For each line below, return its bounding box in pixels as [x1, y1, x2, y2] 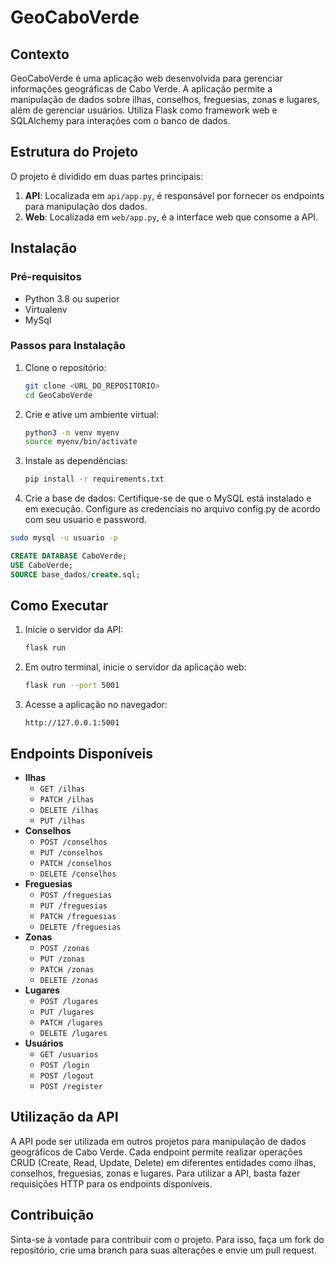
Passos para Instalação [10, 339, 126, 353]
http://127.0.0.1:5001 [24, 718, 120, 728]
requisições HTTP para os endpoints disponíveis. [10, 1177, 213, 1190]
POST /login [39, 1061, 90, 1071]
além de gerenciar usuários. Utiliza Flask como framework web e [10, 104, 278, 116]
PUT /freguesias [39, 901, 108, 911]
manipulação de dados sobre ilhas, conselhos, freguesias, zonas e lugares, [10, 94, 320, 105]
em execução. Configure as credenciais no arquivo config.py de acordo [24, 503, 321, 515]
